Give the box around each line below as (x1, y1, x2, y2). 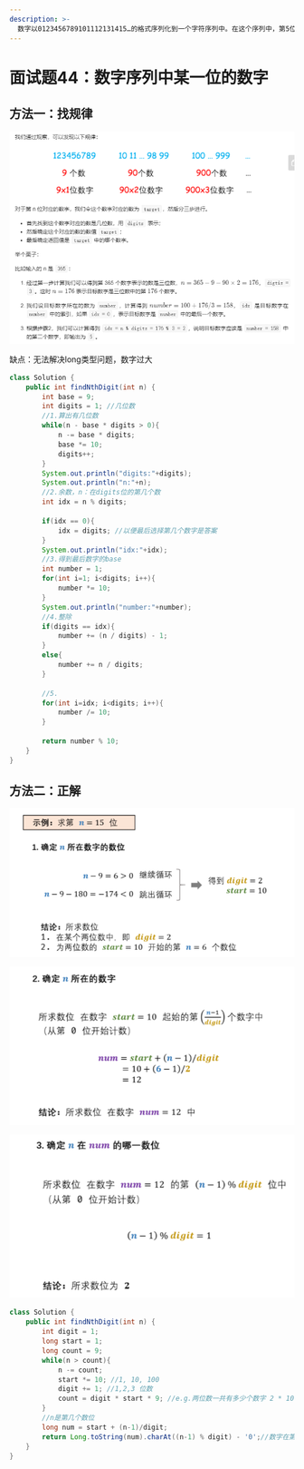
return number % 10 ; (42, 737, 119, 746)
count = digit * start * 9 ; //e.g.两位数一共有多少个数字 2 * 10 (57, 1394, 295, 1404)
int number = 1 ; (42, 564, 103, 573)
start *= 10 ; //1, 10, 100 (57, 1375, 160, 1384)
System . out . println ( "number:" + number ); (42, 602, 193, 612)
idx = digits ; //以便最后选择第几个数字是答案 (57, 526, 217, 535)
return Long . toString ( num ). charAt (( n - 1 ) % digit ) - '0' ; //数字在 (42, 1432, 290, 1442)
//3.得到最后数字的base (42, 554, 122, 564)
